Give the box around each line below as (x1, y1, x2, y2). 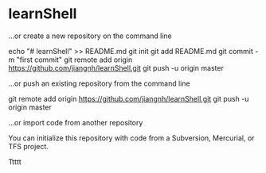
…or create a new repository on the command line (8, 31, 173, 40)
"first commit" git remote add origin (16, 55, 133, 64)
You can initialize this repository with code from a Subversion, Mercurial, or (8, 133, 255, 143)
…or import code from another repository (8, 117, 143, 127)
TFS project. (8, 141, 49, 151)
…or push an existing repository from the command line (8, 79, 190, 88)
